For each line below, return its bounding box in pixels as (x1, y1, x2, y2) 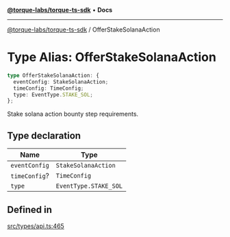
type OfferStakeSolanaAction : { (7, 72, 99, 79)
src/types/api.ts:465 (7, 222, 65, 230)
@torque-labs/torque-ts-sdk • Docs (7, 6, 113, 14)
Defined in (7, 203, 53, 215)
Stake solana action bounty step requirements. (7, 110, 139, 118)
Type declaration (7, 129, 81, 141)
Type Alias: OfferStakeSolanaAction (7, 49, 217, 65)
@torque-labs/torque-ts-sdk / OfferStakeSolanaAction (7, 25, 160, 34)
